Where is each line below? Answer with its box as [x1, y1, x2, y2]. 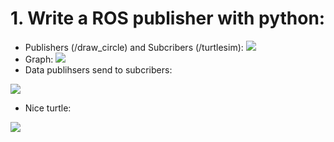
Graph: [24, 53, 54, 65]
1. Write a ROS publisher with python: [10, 7, 326, 30]
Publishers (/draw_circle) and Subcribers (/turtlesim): [24, 41, 244, 53]
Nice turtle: [24, 102, 72, 114]
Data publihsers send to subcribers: [24, 63, 173, 76]
